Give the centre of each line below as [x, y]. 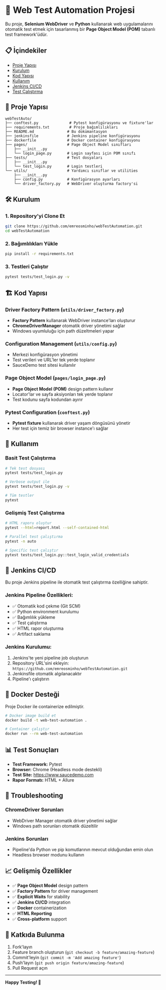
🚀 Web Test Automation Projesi [70, 10]
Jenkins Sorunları [27, 839]
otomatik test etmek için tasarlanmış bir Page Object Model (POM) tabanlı [80, 29]
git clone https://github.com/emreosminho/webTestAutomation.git [74, 226]
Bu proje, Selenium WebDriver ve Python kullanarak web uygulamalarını [79, 24]
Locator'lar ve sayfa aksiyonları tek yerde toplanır [62, 394]
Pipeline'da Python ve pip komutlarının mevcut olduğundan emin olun [83, 849]
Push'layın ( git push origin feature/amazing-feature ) [68, 963]
